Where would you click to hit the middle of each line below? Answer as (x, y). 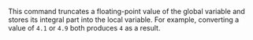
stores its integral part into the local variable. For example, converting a (124, 20)
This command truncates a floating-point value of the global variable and (127, 11)
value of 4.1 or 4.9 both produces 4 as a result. (84, 28)
